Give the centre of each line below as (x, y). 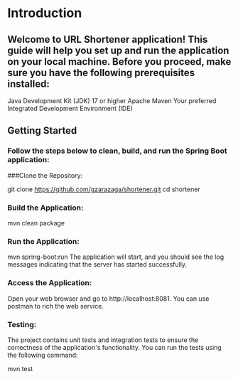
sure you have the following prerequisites (101, 73)
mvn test (20, 368)
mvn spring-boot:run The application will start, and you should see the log (116, 257)
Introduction (45, 13)
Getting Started (42, 130)
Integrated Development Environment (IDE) (70, 108)
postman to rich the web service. (56, 306)
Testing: (22, 324)
